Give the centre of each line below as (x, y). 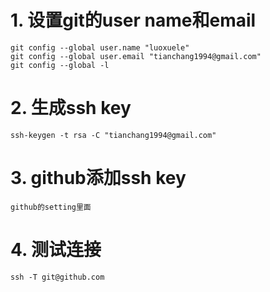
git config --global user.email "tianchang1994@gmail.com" (136, 56)
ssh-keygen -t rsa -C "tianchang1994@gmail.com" (113, 135)
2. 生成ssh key (71, 108)
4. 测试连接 (56, 250)
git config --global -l (60, 65)
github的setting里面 (51, 207)
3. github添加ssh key (98, 178)
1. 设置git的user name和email (133, 20)
